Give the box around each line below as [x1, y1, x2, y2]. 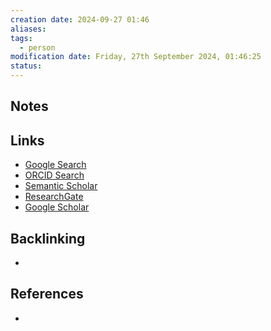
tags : [10, 33, 33, 43]
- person [19, 42, 56, 53]
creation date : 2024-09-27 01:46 [10, 14, 150, 25]
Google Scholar [24, 201, 90, 213]
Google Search [24, 159, 87, 171]
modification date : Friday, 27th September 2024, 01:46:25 [10, 52, 262, 62]
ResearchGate [24, 191, 84, 203]
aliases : [10, 24, 47, 34]
